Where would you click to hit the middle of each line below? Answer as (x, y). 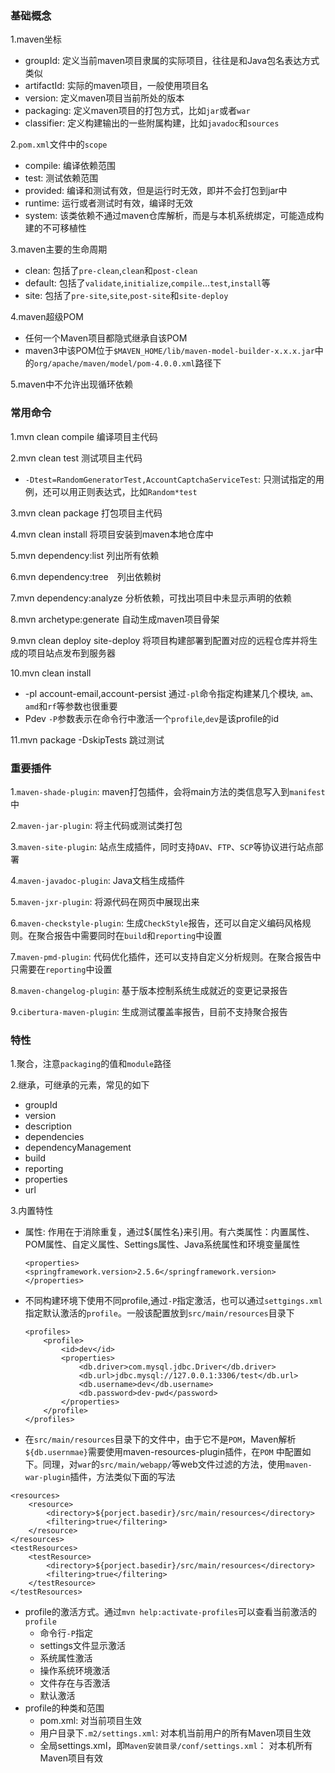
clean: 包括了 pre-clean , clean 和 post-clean (111, 271)
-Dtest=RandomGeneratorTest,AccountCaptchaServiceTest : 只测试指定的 (170, 479)
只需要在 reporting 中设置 (61, 969)
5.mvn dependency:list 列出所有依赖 (85, 555)
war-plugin (47, 1478)
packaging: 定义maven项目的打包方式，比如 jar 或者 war (137, 111)
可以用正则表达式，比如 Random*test (124, 491)
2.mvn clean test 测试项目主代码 (76, 458)
